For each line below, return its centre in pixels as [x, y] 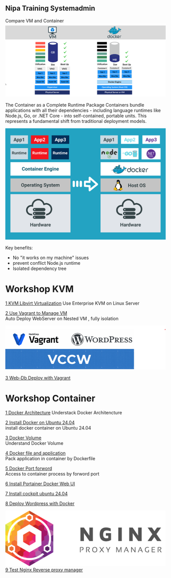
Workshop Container [50, 399]
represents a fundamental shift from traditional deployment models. [76, 121]
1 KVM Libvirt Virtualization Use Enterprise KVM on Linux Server [73, 303]
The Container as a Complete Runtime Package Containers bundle [75, 105]
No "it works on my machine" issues [51, 258]
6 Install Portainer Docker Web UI [40, 484]
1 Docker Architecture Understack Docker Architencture [64, 412]
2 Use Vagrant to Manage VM [36, 313]
